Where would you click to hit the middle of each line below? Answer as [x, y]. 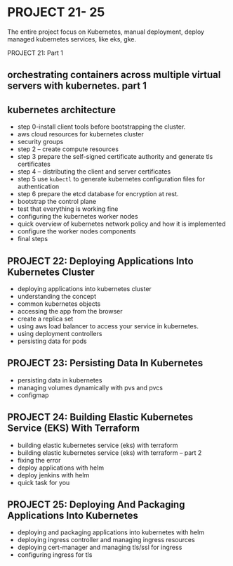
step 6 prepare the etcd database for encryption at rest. [98, 194]
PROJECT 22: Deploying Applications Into [101, 261]
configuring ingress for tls [55, 555]
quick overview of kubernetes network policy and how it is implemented [121, 224]
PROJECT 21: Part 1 [35, 53]
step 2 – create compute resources [68, 149]
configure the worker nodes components [76, 231]
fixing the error [39, 460]
